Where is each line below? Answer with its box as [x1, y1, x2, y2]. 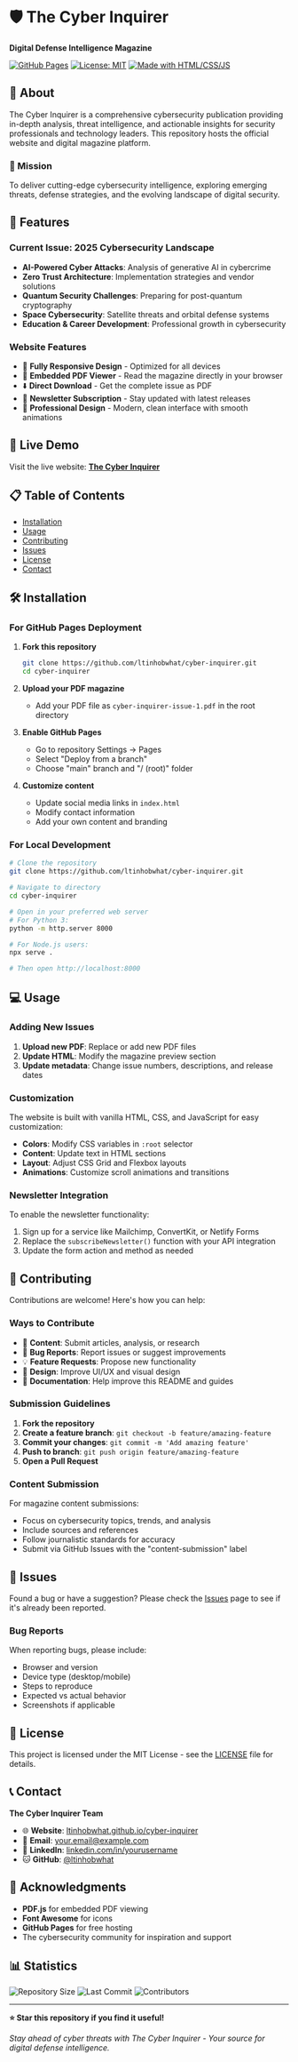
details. [9, 1759, 36, 1770]
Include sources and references [21, 1525, 139, 1536]
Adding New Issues [9, 1021, 95, 1034]
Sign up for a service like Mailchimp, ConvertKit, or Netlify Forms [21, 1227, 260, 1237]
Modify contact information [35, 807, 136, 818]
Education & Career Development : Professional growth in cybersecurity [21, 318, 286, 329]
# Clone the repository [9, 859, 98, 867]
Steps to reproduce [21, 1681, 93, 1691]
